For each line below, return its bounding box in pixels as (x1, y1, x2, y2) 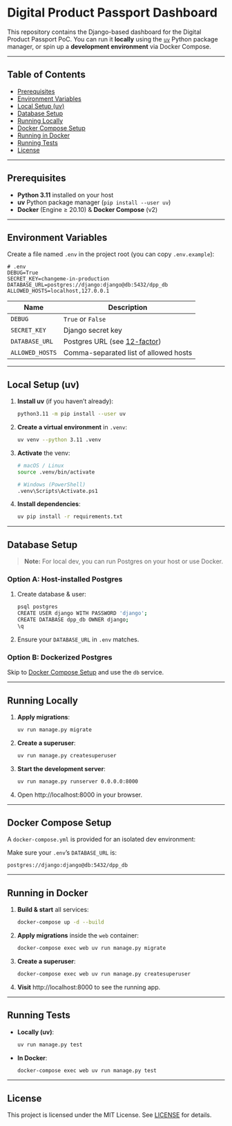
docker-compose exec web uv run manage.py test (17, 1067, 157, 1074)
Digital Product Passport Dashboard (7, 5, 217, 21)
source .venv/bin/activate (17, 468, 95, 476)
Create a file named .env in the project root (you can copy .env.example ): (7, 250, 215, 258)
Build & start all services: (17, 906, 89, 914)
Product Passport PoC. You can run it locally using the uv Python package (7, 35, 219, 43)
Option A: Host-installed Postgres (7, 574, 123, 584)
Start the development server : (17, 764, 106, 773)
